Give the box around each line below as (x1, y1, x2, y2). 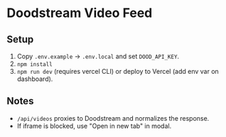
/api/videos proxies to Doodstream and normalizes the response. (16, 114, 210, 122)
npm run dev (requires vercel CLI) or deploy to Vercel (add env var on (16, 67, 220, 75)
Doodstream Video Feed (6, 5, 153, 21)
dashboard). (16, 75, 53, 83)
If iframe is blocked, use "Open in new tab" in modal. (16, 121, 172, 130)
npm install (16, 61, 53, 68)
